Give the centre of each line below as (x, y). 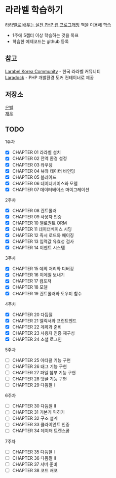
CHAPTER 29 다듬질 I (34, 385)
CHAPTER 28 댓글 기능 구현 (39, 379)
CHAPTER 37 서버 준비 (35, 464)
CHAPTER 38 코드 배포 (35, 470)
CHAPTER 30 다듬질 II (34, 406)
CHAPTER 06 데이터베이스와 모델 (45, 183)
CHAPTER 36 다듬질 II (34, 458)
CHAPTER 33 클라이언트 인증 (41, 425)
